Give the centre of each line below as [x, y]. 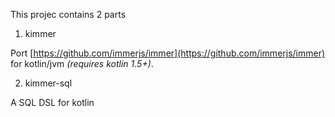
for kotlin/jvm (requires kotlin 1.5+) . [82, 63]
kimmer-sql [48, 83]
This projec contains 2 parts [68, 14]
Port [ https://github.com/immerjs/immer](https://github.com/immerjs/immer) [168, 53]
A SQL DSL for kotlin [52, 102]
